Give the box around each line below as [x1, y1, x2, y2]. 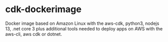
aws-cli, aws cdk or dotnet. [5, 31, 62, 37]
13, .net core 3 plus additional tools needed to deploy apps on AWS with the [5, 25, 163, 31]
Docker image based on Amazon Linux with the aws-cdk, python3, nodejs [5, 20, 159, 26]
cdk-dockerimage [5, 4, 82, 15]
